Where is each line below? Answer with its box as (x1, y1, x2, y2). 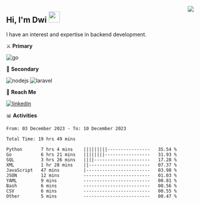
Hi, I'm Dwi (6, 15, 47, 25)
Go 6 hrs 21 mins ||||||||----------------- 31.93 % (6, 152, 177, 158)
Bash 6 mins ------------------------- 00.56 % (6, 183, 177, 189)
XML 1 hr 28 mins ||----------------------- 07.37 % (6, 162, 177, 168)
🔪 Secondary (6, 65, 39, 73)
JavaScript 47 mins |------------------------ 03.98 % (6, 167, 177, 173)
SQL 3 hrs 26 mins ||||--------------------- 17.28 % (6, 156, 177, 163)
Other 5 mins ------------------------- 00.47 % (6, 193, 177, 199)
